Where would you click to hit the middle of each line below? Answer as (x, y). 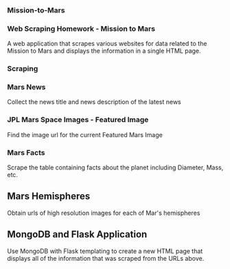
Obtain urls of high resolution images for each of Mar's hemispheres (104, 213)
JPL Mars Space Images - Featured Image (78, 120)
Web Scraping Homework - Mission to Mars (81, 28)
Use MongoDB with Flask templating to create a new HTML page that (105, 251)
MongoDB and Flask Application (77, 234)
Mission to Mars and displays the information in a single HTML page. (104, 51)
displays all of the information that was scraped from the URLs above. (106, 258)
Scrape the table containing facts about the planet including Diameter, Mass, (115, 167)
